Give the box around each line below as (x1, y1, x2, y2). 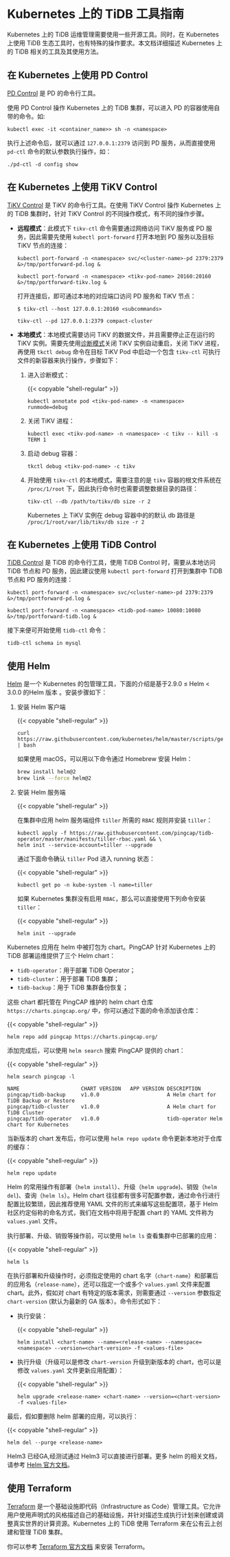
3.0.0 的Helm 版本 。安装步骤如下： (7, 688, 108, 696)
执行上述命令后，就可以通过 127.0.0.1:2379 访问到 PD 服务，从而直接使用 (7, 139, 216, 147)
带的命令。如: (7, 112, 46, 120)
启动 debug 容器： (27, 449, 80, 457)
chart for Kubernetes (7, 1121, 69, 1128)
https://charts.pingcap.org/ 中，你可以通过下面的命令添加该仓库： (7, 1006, 200, 1014)
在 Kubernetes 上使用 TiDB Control (7, 539, 157, 550)
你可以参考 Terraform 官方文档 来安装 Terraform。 (7, 1542, 149, 1551)
